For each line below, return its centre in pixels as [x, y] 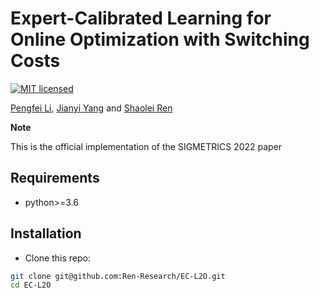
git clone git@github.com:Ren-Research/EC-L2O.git [118, 276]
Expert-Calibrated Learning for [141, 18]
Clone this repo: [57, 258]
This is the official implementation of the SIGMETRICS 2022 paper [146, 146]
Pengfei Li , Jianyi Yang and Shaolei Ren [91, 108]
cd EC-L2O [31, 285]
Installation [46, 233]
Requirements [55, 178]
